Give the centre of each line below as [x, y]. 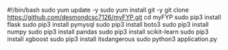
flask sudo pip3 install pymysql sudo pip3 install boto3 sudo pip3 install [108, 24]
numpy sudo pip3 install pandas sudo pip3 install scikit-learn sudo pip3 [108, 32]
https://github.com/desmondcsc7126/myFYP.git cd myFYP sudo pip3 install [114, 17]
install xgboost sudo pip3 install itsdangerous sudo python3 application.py [112, 39]
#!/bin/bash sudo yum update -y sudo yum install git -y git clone [98, 10]
